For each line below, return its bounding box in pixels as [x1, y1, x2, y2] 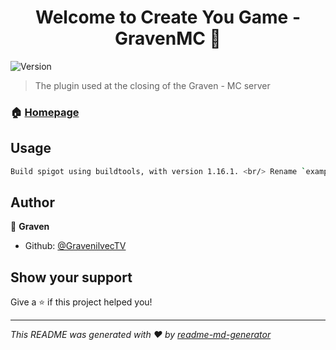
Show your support [10, 269, 133, 286]
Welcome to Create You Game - [34, 6, 302, 29]
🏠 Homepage [10, 105, 80, 119]
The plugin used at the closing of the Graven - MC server [34, 79, 271, 91]
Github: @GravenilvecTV [24, 240, 127, 252]
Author [10, 194, 55, 211]
